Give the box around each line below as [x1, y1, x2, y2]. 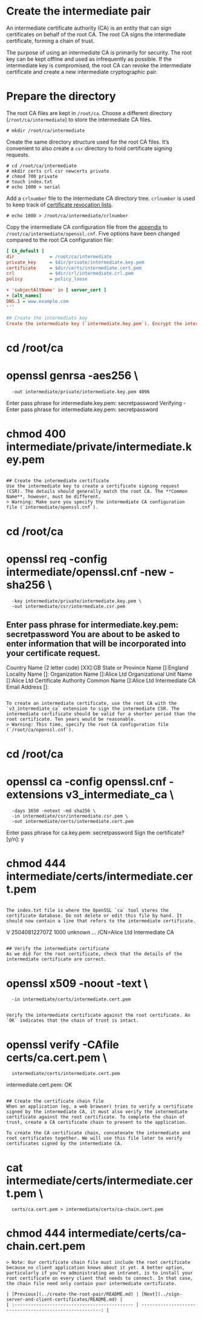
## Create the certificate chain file [6, 1098, 104, 1105]
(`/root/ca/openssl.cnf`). [6, 727, 74, 733]
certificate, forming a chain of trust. [6, 37, 95, 44]
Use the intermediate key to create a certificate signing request [6, 483, 180, 489]
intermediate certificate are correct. [6, 956, 107, 962]
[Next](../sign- [141, 1291, 182, 1297]
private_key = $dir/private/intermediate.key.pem [6, 259, 145, 265]
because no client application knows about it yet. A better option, [6, 1264, 185, 1271]
